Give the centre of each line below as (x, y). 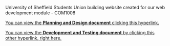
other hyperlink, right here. (34, 38)
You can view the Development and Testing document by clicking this (80, 32)
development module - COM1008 (40, 13)
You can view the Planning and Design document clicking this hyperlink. (82, 23)
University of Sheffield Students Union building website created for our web (85, 7)
